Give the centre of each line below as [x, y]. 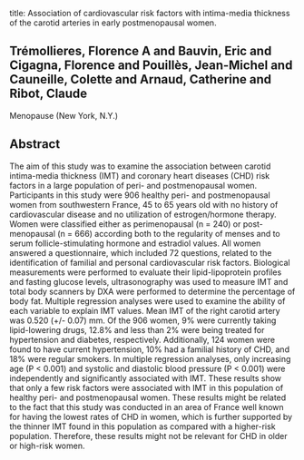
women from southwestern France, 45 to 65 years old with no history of [144, 204]
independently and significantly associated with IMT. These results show [146, 378]
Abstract [35, 144]
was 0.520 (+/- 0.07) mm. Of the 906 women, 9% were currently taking [143, 320]
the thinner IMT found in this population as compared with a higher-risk [142, 426]
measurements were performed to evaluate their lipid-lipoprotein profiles [146, 272]
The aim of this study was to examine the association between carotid [140, 166]
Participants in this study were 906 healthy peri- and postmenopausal [140, 195]
